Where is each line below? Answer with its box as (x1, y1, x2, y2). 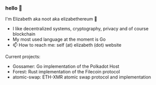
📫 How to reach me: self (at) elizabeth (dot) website (12, 42, 122, 48)
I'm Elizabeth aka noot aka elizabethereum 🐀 (5, 16, 97, 22)
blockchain (12, 31, 36, 37)
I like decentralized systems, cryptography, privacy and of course (12, 26, 149, 32)
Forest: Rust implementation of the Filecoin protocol (12, 69, 120, 75)
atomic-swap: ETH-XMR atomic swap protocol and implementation (12, 74, 151, 80)
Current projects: (5, 54, 41, 60)
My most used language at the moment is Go (12, 36, 106, 42)
